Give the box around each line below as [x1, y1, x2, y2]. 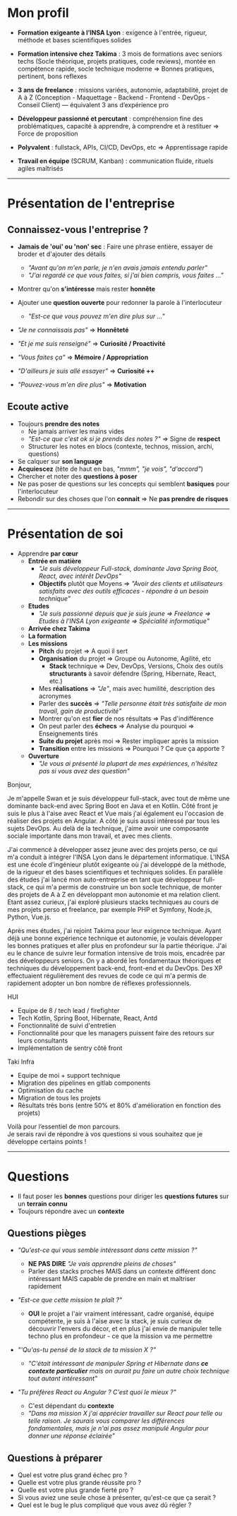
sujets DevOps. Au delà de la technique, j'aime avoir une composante [7, 824, 209, 832]
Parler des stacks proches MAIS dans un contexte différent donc [28, 1267, 217, 1275]
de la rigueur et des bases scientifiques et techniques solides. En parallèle [7, 867, 224, 876]
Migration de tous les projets [17, 1093, 101, 1102]
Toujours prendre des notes [17, 419, 100, 428]
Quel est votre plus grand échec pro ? [17, 1471, 128, 1479]
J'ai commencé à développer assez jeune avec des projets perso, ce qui [7, 845, 218, 853]
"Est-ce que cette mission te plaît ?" [17, 1296, 122, 1304]
